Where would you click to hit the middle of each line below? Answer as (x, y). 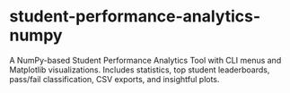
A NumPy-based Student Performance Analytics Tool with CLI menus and (145, 60)
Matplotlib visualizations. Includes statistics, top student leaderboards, (140, 70)
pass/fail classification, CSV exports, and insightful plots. (114, 79)
